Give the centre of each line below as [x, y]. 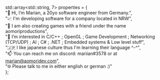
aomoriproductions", [27, 31]
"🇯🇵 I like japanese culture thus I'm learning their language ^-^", [73, 47]
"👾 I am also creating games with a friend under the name [66, 26]
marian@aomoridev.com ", [33, 61]
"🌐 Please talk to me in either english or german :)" [59, 66]
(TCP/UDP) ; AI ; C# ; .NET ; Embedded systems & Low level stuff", [75, 42]
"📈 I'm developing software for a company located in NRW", [69, 18]
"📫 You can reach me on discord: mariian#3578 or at [61, 54]
